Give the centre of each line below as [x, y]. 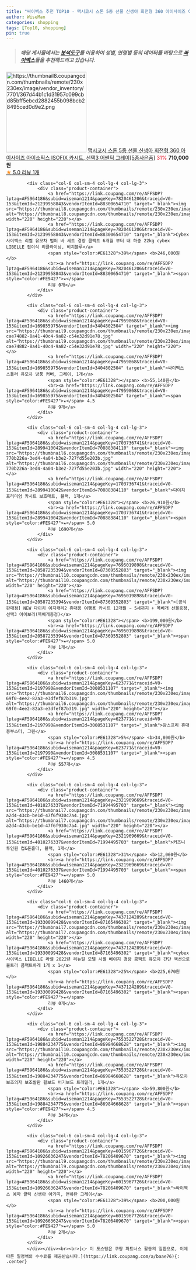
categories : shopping [32, 22]
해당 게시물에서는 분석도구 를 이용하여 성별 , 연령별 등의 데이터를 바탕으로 [101, 53]
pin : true [18, 33]
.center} [17, 1262]
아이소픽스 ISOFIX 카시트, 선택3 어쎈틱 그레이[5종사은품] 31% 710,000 [107, 158]
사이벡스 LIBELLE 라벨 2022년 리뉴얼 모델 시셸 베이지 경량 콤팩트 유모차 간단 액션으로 [98, 959]
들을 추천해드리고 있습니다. [65, 60]
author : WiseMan [26, 17]
